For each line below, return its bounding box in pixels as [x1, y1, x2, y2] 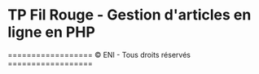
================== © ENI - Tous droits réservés [7, 50, 191, 59]
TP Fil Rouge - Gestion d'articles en [7, 6, 252, 24]
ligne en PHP [7, 23, 95, 41]
